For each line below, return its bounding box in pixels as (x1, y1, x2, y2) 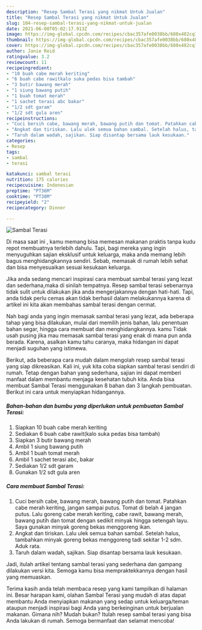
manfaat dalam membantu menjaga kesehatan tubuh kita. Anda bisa (6, 376, 175, 383)
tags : (6, 149, 20, 155)
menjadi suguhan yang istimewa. (6, 345, 88, 352)
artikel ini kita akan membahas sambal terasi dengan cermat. (6, 301, 156, 308)
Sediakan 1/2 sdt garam (14, 462, 74, 470)
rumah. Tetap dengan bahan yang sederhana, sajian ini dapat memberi (6, 369, 182, 377)
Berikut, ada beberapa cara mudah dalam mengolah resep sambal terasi (6, 356, 185, 364)
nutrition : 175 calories (6, 177, 69, 183)
